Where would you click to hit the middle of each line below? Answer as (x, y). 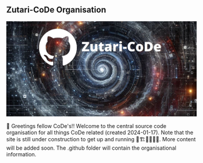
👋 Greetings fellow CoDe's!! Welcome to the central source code (86, 126)
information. (21, 154)
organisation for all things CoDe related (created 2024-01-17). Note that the (100, 132)
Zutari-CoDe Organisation (56, 10)
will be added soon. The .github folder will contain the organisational (91, 148)
